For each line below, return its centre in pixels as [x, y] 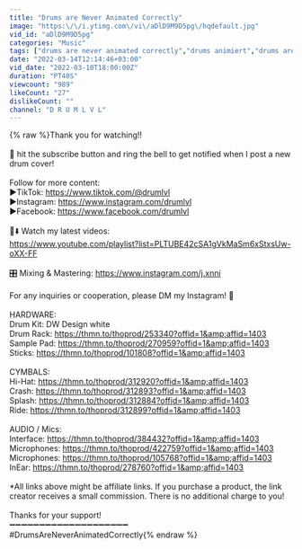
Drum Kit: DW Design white [60, 324]
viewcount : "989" [42, 84]
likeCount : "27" [40, 93]
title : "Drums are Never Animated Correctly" [96, 18]
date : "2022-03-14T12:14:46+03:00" [76, 59]
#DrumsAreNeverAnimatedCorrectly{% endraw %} [103, 535]
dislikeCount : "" [42, 101]
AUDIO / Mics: [36, 429]
